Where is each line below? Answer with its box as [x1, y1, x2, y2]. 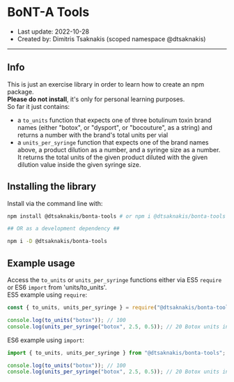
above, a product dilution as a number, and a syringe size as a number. [17, 145, 221, 154]
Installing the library [7, 181, 97, 193]
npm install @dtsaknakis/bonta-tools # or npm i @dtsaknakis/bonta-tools [7, 212, 226, 220]
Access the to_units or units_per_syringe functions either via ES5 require [7, 276, 222, 284]
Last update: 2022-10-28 [17, 27, 89, 36]
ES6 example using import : [7, 336, 85, 344]
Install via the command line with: [7, 199, 103, 207]
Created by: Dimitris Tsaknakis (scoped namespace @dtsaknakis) [17, 34, 206, 43]
